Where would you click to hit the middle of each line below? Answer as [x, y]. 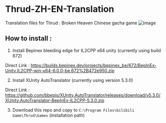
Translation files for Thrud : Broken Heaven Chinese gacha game [71, 23]
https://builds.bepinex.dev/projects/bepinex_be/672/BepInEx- [94, 65]
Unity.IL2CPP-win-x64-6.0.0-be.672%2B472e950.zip [60, 70]
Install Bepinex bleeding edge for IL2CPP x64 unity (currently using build [86, 50]
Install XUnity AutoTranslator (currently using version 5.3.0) [73, 80]
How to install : [28, 38]
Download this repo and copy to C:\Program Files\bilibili [73, 110]
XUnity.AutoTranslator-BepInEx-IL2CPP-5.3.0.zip [55, 100]
